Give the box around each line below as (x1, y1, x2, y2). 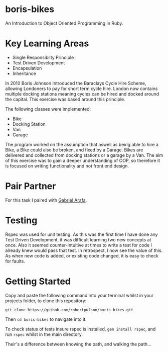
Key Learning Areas (5, 38, 89, 49)
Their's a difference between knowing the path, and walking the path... (5, 341, 151, 347)
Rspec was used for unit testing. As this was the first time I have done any (5, 231, 158, 237)
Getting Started (5, 276, 71, 287)
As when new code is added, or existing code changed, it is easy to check (5, 252, 159, 258)
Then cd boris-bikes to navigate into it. (5, 316, 87, 322)
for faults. (5, 258, 25, 264)
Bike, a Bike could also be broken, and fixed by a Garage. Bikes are (5, 147, 143, 153)
